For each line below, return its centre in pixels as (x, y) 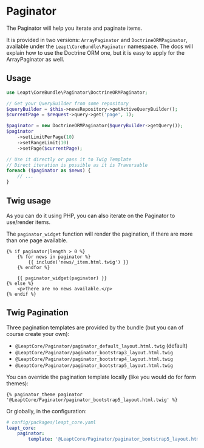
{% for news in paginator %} (54, 257)
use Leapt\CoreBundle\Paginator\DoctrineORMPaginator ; (77, 93)
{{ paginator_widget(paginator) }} (62, 278)
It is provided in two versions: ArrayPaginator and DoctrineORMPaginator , (97, 40)
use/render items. (28, 222)
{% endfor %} (34, 267)
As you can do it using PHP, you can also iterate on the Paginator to (91, 215)
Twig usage (29, 201)
